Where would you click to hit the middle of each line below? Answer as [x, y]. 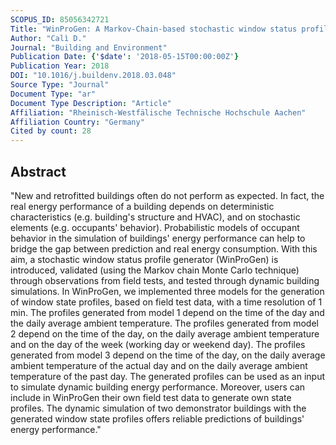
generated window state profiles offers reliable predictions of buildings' [157, 418]
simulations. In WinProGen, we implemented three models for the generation [167, 291]
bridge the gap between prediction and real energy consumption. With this [164, 248]
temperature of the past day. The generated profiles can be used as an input [168, 376]
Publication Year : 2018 [60, 66]
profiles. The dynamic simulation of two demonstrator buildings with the [158, 408]
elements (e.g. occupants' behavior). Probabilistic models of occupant [155, 227]
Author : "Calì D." [48, 38]
